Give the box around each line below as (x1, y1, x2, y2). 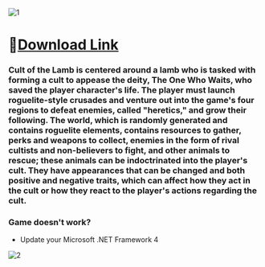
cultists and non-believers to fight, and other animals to (8, 145, 230, 156)
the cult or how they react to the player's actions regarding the (8, 185, 258, 196)
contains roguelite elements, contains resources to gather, (8, 125, 242, 136)
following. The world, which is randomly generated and (8, 115, 228, 126)
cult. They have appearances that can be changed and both (8, 165, 246, 176)
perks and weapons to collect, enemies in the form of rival (8, 135, 239, 146)
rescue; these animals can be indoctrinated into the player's (8, 155, 248, 166)
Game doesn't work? (8, 217, 92, 228)
